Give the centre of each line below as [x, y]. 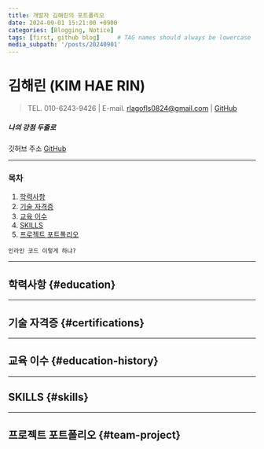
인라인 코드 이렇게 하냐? [42, 251]
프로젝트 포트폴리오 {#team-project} [94, 434]
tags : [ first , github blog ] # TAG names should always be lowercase [130, 37]
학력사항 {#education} [62, 284]
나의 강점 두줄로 [32, 127]
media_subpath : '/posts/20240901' [65, 45]
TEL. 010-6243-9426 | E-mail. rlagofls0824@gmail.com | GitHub [132, 109]
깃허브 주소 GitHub [37, 149]
